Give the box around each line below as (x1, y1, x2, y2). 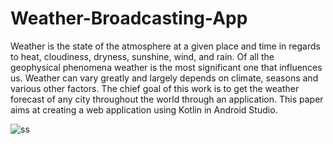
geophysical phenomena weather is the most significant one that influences (10, 61, 323, 73)
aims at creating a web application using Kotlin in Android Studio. (10, 103, 278, 116)
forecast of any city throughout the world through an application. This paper (10, 93, 324, 105)
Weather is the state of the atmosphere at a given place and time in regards (10, 40, 321, 52)
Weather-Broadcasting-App (10, 7, 248, 30)
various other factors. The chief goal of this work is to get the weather (10, 82, 300, 94)
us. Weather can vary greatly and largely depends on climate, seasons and (10, 72, 319, 84)
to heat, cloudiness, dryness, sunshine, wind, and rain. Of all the (10, 50, 275, 62)
